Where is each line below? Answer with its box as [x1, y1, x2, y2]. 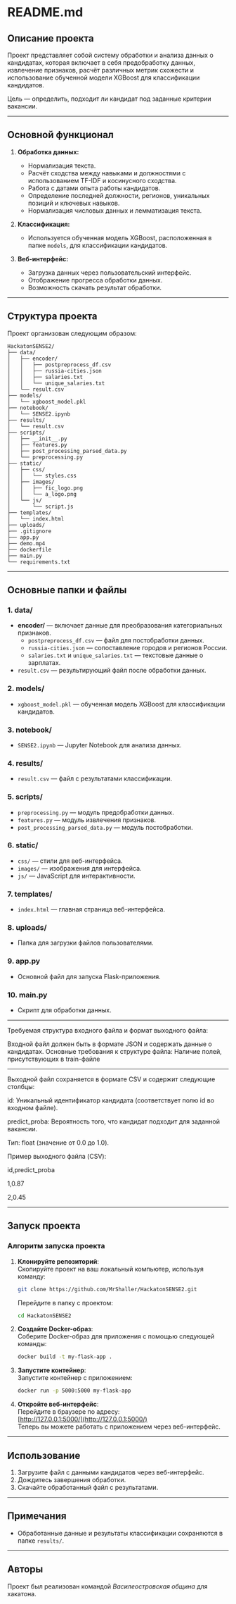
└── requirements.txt [7, 558, 71, 566]
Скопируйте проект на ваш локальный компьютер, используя [17, 1264, 204, 1273]
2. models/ [7, 684, 45, 694]
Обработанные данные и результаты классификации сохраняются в [17, 1529, 223, 1537]
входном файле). [7, 1103, 58, 1112]
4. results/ [7, 758, 44, 768]
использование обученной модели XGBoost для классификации [7, 73, 200, 82]
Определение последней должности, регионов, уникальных [27, 191, 210, 199]
